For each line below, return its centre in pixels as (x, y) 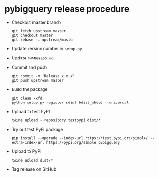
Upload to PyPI (26, 151)
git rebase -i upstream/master (43, 40)
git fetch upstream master (39, 31)
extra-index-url (28, 142)
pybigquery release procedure (67, 9)
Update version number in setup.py (47, 48)
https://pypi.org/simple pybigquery (83, 142)
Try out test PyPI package (37, 129)
